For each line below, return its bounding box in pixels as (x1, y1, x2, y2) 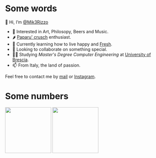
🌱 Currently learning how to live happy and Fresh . (12, 41, 113, 47)
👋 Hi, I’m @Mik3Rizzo (5, 19, 49, 25)
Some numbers (5, 91, 69, 102)
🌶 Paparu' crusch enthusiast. (12, 34, 71, 40)
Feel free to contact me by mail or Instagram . (5, 73, 96, 79)
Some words (5, 3, 57, 14)
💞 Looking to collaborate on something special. (12, 46, 107, 52)
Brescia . (12, 57, 29, 63)
